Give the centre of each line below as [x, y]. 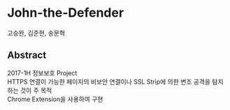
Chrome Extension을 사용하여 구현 [55, 99]
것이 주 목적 [36, 90]
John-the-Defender [66, 13]
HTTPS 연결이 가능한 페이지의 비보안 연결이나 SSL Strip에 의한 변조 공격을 [109, 81]
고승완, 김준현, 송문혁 [36, 33]
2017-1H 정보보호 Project [42, 73]
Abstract [27, 55]
